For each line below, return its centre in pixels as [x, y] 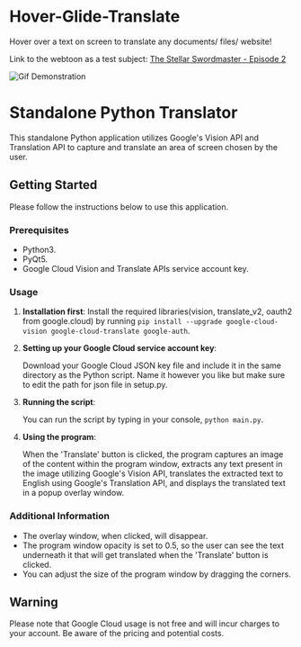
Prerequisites [39, 229]
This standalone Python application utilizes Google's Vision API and [134, 138]
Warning [34, 602]
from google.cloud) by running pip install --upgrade [122, 321]
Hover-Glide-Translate [95, 17]
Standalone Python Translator [124, 113]
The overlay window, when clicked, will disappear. [115, 535]
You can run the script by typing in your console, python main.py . [142, 419]
